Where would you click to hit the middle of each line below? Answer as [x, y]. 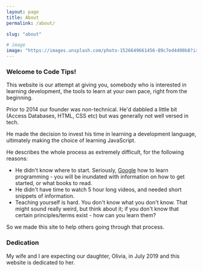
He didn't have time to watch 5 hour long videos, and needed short [98, 190]
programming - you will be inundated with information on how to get [100, 177]
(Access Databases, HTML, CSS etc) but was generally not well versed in [98, 116]
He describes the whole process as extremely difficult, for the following [95, 152]
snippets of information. [45, 196]
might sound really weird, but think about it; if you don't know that [97, 209]
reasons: [17, 158]
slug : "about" [24, 34]
